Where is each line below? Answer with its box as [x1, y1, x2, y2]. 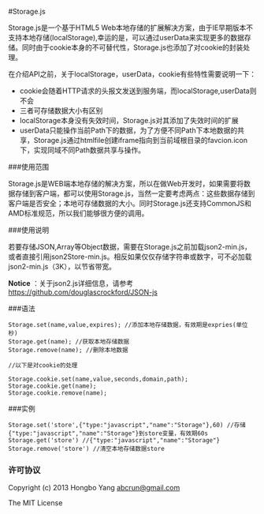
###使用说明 [8, 225, 50, 234]
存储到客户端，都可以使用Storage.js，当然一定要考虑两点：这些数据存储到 [14, 189, 255, 198]
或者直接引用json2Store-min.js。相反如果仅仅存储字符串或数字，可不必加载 [8, 252, 252, 261]
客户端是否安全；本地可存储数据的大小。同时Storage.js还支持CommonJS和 [8, 199, 252, 208]
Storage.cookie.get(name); [8, 382, 97, 390]
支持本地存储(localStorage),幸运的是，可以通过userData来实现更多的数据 [8, 33, 244, 42]
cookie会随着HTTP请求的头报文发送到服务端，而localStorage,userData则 [19, 86, 257, 96]
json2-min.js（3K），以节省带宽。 [8, 262, 117, 271]
